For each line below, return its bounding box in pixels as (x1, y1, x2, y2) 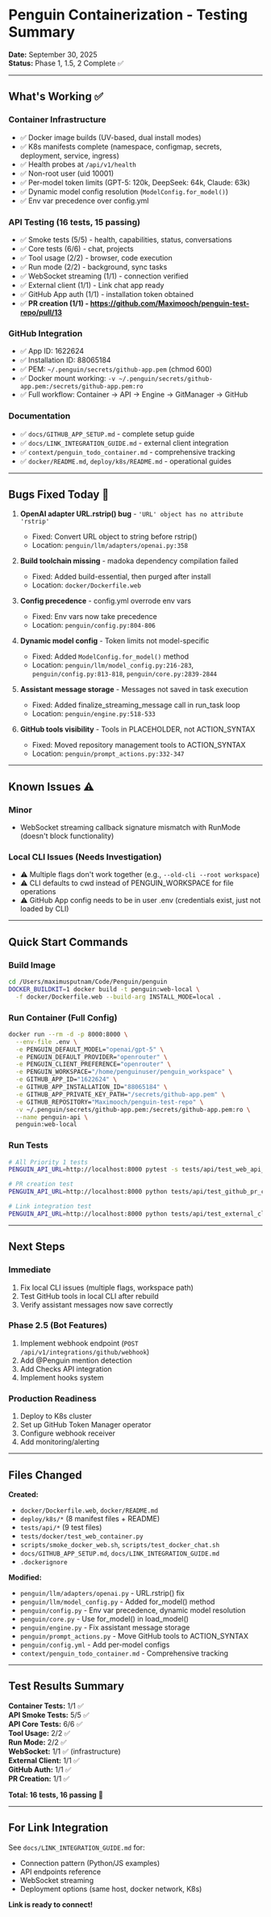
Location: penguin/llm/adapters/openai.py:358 (31, 541, 188, 550)
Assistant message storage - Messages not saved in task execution (19, 685, 248, 694)
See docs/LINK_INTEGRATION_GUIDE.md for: (8, 1843, 145, 1852)
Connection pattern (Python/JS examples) (19, 1858, 161, 1868)
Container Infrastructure (8, 114, 106, 125)
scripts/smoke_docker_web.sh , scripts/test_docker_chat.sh (19, 1539, 220, 1549)
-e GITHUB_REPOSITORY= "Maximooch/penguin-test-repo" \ (15, 1098, 204, 1106)
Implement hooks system (19, 1372, 104, 1382)
